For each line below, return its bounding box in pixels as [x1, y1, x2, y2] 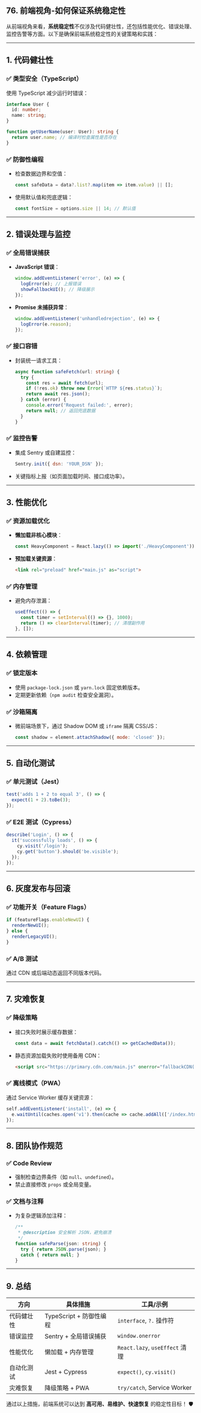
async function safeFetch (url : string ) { [14, 369, 120, 375]
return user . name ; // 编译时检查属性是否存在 [11, 134, 117, 140]
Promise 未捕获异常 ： [14, 303, 69, 310]
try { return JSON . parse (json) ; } [20, 1246, 106, 1252]
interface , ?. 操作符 [117, 1317, 175, 1325]
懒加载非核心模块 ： [14, 532, 63, 539]
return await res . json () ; [26, 391, 91, 397]
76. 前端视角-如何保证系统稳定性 [6, 5, 126, 16]
